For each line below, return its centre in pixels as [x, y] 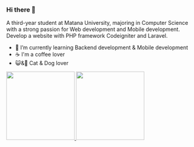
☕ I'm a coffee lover [40, 55]
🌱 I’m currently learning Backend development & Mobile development [102, 47]
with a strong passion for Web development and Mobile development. [93, 29]
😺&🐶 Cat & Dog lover [42, 63]
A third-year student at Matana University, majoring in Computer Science [97, 23]
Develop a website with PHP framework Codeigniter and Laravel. [87, 36]
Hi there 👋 [21, 10]
